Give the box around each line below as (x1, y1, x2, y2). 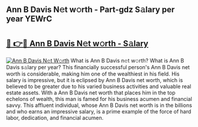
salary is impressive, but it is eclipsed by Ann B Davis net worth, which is (6, 77, 183, 83)
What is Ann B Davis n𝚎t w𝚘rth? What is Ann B (70, 57, 184, 64)
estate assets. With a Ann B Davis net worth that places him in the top (6, 89, 176, 96)
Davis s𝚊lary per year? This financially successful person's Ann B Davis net (6, 64, 190, 70)
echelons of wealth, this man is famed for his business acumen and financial (6, 96, 192, 102)
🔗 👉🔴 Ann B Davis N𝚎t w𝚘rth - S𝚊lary (6, 38, 149, 48)
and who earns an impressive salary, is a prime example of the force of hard (6, 108, 191, 115)
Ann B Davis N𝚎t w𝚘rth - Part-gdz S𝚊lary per (6, 5, 175, 15)
